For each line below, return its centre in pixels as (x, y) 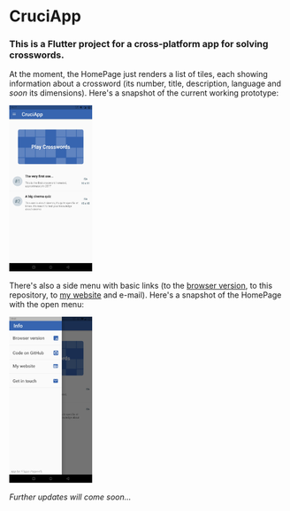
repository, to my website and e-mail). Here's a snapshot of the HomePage (145, 295)
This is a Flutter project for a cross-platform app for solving (139, 44)
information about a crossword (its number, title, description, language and (145, 84)
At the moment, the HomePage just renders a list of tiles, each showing (138, 74)
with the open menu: (46, 305)
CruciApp (45, 16)
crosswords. (37, 55)
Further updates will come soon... (70, 497)
